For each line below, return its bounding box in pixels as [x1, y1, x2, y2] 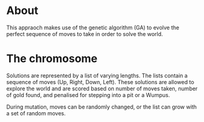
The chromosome [6, 52, 98, 66]
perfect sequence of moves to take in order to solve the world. [6, 30, 163, 37]
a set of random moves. [6, 109, 66, 117]
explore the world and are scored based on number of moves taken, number [6, 85, 198, 92]
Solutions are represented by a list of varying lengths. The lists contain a [6, 71, 188, 79]
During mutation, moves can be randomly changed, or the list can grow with [6, 103, 197, 110]
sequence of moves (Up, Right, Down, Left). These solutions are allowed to [6, 78, 195, 85]
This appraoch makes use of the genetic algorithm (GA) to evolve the [6, 24, 180, 31]
